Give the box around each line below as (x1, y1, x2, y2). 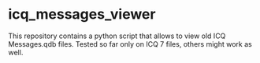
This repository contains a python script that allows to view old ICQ (8, 31, 226, 40)
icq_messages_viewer (8, 5, 156, 23)
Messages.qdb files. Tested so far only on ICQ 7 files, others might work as (8, 39, 252, 48)
